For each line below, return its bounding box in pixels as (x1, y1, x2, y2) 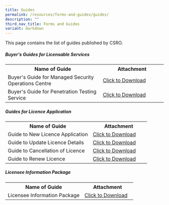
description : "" (5, 17, 39, 22)
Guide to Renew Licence (8, 155, 65, 162)
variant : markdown (5, 26, 44, 31)
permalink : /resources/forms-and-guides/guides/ (5, 12, 109, 17)
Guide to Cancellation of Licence (8, 147, 85, 154)
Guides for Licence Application (5, 109, 72, 115)
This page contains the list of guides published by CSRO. (5, 40, 123, 46)
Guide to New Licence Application (8, 131, 88, 138)
